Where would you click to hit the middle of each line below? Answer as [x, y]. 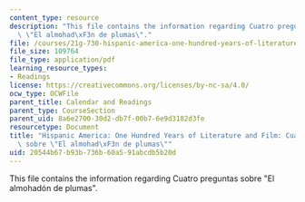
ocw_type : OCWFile [44, 93]
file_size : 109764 [44, 52]
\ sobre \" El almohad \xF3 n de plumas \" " [95, 144]
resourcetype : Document [54, 128]
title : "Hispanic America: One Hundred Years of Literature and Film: [146, 136]
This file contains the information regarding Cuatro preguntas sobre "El [142, 178]
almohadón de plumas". [54, 188]
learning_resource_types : [58, 69]
